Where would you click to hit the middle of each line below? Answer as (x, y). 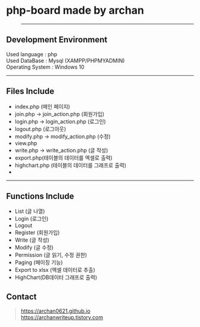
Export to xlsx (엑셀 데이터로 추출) (55, 270)
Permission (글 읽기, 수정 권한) (51, 255)
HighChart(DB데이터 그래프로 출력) (56, 277)
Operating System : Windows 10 (45, 67)
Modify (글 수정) (34, 247)
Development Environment (57, 40)
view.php (26, 143)
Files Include (30, 91)
